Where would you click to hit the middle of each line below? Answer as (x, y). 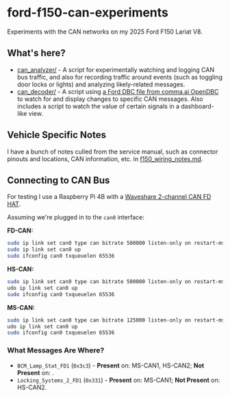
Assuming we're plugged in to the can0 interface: (76, 217)
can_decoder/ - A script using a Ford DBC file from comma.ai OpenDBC (118, 91)
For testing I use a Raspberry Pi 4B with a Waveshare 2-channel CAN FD (109, 197)
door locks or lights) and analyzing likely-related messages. (101, 84)
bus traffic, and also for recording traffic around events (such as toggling (119, 77)
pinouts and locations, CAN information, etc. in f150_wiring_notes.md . (105, 158)
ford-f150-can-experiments (88, 13)
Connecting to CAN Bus (59, 180)
